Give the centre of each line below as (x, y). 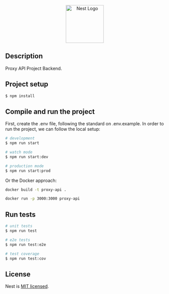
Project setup (27, 84)
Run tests (20, 214)
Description (24, 56)
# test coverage (22, 254)
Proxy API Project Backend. (34, 68)
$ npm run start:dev (27, 157)
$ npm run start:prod (28, 171)
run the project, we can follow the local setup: (53, 129)
